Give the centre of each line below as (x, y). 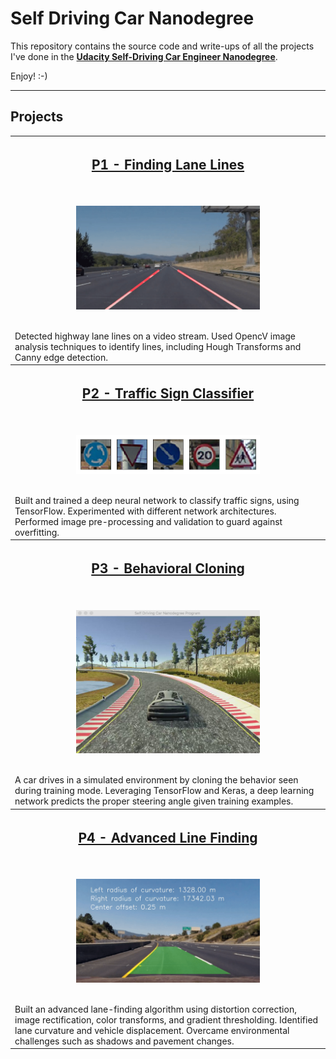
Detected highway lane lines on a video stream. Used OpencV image (155, 336)
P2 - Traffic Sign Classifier (168, 393)
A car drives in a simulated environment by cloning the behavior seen (156, 780)
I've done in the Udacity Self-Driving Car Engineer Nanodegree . (144, 56)
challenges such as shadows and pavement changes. (124, 1041)
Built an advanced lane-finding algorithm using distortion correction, (155, 1009)
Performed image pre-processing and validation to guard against (148, 521)
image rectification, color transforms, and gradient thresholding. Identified (166, 1019)
